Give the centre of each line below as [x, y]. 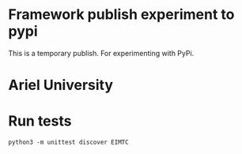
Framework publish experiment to [121, 15]
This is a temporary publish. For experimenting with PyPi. [101, 53]
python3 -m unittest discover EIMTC [68, 143]
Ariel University [60, 85]
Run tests [40, 121]
